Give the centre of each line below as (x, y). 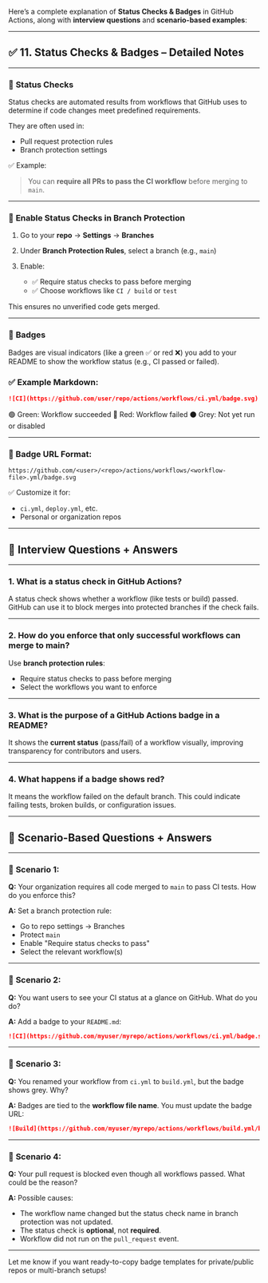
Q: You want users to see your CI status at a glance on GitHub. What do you (133, 997)
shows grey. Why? (39, 1090)
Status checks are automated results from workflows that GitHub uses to (128, 102)
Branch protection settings (63, 150)
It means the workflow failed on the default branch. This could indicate (124, 796)
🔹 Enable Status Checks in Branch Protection (97, 218)
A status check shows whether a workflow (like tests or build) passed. (124, 599)
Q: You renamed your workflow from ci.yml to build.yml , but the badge (126, 1081)
